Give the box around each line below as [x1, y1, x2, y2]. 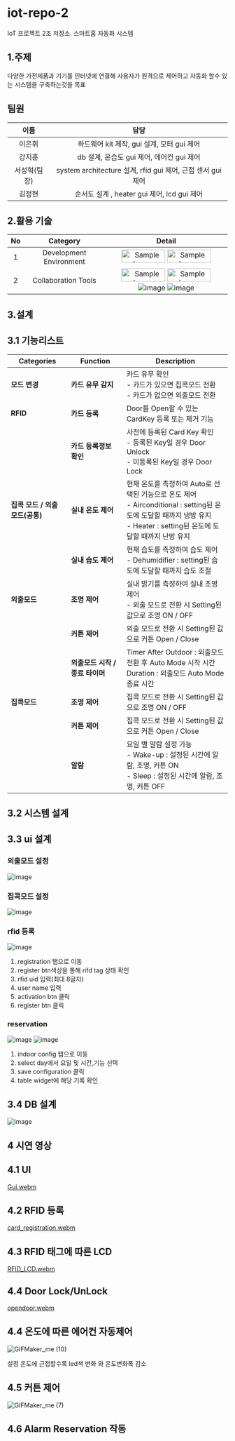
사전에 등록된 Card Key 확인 [126, 427, 214, 436]
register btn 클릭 [17, 1001, 64, 1010]
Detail [156, 236, 176, 246]
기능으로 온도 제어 [141, 489, 197, 499]
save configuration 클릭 [17, 1067, 85, 1075]
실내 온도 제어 [71, 505, 114, 515]
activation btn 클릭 [17, 993, 70, 1001]
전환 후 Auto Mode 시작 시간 [126, 657, 215, 667]
